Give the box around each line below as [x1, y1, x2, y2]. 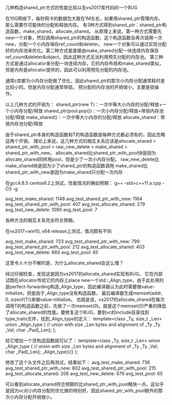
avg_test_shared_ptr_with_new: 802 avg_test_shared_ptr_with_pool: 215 [5, 365, 156, 371]
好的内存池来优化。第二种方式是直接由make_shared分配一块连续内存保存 [5, 48, 159, 53]
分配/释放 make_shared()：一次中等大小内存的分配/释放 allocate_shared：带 [5, 114, 165, 120]
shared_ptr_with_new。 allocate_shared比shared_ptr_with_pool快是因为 [5, 150, 156, 156]
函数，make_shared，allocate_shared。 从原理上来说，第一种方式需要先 [9, 28, 162, 34]
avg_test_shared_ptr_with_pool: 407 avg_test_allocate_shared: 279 [5, 201, 145, 207]
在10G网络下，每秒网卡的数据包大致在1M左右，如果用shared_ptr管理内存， [5, 15, 163, 22]
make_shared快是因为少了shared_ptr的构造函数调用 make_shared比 [5, 163, 148, 168]
